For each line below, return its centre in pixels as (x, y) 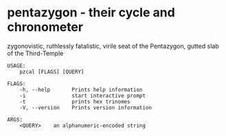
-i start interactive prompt (83, 96)
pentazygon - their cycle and (91, 13)
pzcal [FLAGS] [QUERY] (52, 72)
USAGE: (16, 66)
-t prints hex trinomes (75, 101)
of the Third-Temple (35, 53)
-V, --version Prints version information (86, 107)
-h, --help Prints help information (81, 90)
